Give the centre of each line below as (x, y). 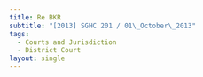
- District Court (49, 50)
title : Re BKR (35, 17)
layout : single (37, 58)
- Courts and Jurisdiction (67, 42)
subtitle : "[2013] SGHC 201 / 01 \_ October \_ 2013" (103, 26)
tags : (19, 34)
